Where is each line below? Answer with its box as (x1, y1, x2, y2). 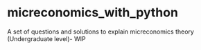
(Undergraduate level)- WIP (7, 34, 86, 42)
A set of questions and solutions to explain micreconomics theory (7, 27, 194, 36)
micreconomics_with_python (7, 5, 179, 21)
